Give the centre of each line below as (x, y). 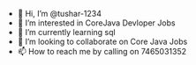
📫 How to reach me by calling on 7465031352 (102, 51)
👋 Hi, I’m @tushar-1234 (59, 14)
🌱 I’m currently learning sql (67, 32)
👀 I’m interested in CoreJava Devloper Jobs (96, 23)
